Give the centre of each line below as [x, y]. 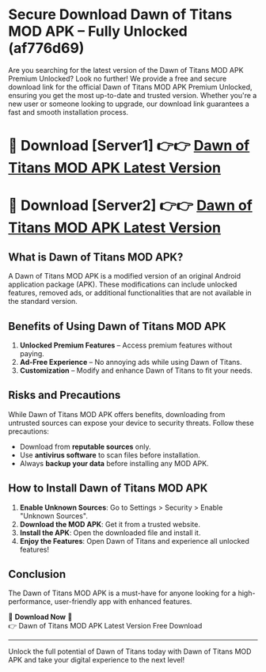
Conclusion [37, 574]
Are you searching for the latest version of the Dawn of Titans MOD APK [126, 70]
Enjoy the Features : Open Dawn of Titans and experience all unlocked [134, 541]
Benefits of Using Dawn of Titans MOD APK [118, 326]
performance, [30, 602]
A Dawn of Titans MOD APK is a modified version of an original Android [125, 276]
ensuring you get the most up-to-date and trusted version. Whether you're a [133, 95]
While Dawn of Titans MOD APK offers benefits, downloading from [117, 414]
